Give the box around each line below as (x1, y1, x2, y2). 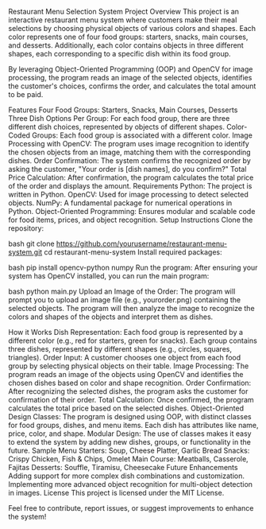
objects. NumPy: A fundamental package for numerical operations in (8, 198, 233, 208)
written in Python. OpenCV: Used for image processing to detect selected (8, 190, 249, 199)
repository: (8, 224, 44, 233)
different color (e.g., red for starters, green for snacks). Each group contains (8, 336, 258, 345)
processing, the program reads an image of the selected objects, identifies (8, 73, 253, 82)
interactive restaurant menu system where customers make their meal (8, 15, 237, 25)
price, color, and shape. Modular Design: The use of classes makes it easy (8, 429, 252, 438)
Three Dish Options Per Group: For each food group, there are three (8, 114, 230, 123)
